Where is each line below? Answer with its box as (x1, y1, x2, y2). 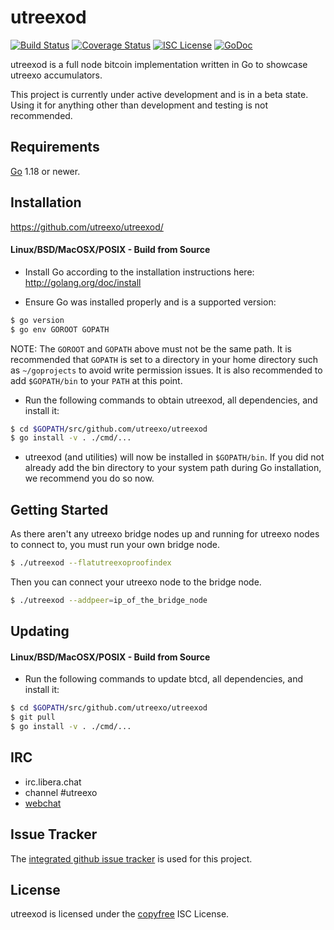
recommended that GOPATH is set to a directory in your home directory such (10, 353, 318, 365)
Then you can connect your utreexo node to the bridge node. (10, 576, 262, 588)
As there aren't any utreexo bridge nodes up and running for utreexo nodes (10, 528, 320, 540)
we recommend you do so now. (24, 472, 155, 485)
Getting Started (10, 501, 109, 518)
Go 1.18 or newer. (10, 165, 81, 177)
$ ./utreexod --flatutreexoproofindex (10, 558, 172, 568)
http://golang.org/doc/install (24, 276, 142, 288)
